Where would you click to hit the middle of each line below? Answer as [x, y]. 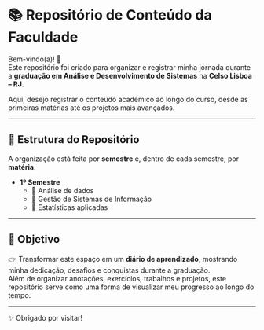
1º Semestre [40, 182]
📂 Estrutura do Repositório [74, 139]
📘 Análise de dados [62, 190]
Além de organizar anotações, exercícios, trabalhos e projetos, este [117, 278]
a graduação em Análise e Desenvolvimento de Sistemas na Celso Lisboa [130, 75]
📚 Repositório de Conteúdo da [110, 15]
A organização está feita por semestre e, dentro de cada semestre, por [124, 159]
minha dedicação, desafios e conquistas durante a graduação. [109, 270]
